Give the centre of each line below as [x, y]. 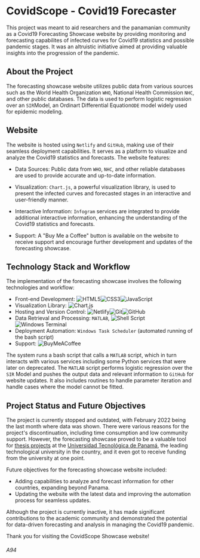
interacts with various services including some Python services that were [96, 361]
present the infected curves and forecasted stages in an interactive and [103, 193]
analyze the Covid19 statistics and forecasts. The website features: [89, 157]
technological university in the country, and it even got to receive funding [96, 452]
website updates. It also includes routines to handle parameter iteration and [99, 381]
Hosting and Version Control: [50, 312]
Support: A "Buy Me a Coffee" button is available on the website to [97, 235]
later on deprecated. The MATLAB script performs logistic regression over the [99, 368]
